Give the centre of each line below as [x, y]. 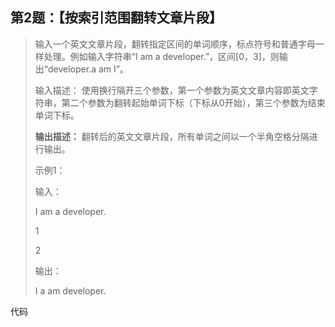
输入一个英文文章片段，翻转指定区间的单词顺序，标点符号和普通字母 [175, 44]
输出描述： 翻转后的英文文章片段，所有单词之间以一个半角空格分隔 [172, 136]
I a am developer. [70, 290]
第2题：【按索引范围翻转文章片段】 [116, 18]
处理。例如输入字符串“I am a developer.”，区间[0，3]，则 [161, 56]
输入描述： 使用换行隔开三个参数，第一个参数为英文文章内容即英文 [172, 90]
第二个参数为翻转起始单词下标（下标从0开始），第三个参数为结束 [193, 102]
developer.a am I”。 [88, 69]
